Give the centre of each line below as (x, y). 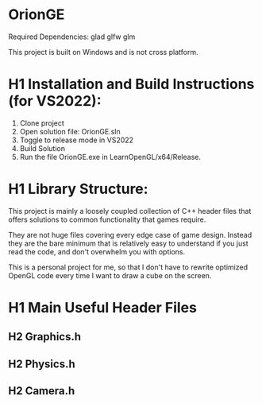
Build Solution (42, 148)
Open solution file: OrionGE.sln (70, 131)
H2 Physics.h (42, 364)
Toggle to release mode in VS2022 (76, 140)
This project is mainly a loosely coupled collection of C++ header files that (130, 211)
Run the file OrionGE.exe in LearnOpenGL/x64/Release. (110, 157)
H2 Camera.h (42, 391)
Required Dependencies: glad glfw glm (72, 37)
